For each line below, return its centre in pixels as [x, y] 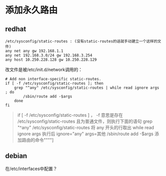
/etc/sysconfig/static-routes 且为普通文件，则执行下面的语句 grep [85, 121]
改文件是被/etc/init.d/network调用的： [44, 70]
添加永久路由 [32, 10]
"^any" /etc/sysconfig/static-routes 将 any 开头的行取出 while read [86, 127]
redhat [16, 29]
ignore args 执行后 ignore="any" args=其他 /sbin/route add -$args [85, 134]
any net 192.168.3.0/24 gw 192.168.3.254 [49, 55]
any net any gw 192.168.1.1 [34, 51]
